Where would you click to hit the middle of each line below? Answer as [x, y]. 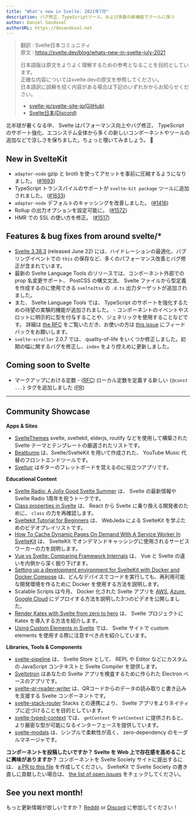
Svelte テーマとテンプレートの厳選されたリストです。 [78, 445]
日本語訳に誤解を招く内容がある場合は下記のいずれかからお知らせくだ [105, 87]
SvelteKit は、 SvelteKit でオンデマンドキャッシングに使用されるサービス [102, 541]
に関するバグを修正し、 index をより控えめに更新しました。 [101, 346]
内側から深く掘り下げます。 [58, 563]
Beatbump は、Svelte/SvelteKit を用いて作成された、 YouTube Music [97, 452]
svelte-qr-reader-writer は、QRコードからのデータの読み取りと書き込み [100, 688]
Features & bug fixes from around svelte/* [84, 236]
